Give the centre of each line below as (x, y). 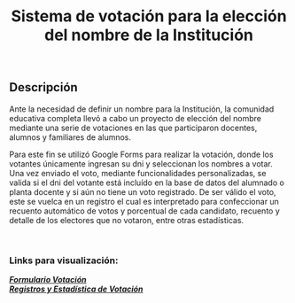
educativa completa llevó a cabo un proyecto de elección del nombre (135, 118)
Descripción (43, 87)
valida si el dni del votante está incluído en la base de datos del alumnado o (147, 183)
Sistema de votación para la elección (149, 16)
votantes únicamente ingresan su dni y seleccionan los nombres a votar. (141, 163)
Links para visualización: (64, 260)
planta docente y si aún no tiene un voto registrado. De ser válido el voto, (143, 191)
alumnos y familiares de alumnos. (70, 137)
